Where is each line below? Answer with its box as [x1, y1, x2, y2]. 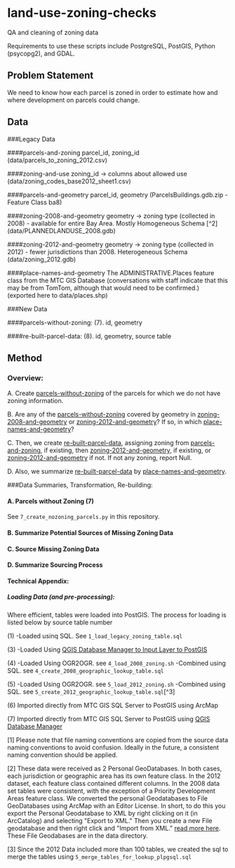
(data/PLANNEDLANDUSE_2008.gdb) [7, 226, 116, 235]
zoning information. [7, 397, 64, 405]
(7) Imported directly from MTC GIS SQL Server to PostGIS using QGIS [7, 714, 210, 723]
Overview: [7, 373, 43, 383]
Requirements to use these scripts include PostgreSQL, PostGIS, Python [7, 41, 215, 50]
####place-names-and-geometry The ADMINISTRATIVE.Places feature [7, 268, 215, 277]
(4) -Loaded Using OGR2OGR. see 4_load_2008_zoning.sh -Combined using [7, 659, 227, 667]
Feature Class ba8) [7, 198, 62, 206]
